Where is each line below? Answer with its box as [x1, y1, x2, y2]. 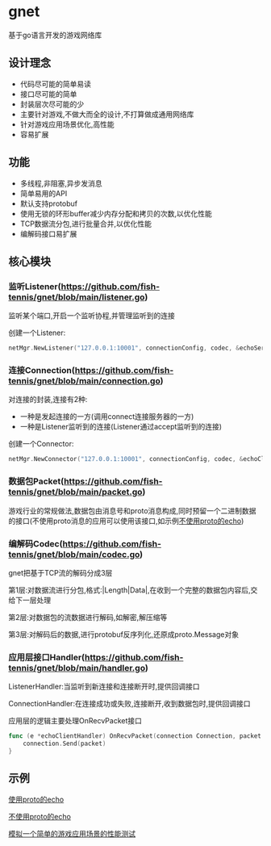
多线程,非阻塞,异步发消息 [19, 178, 102, 188]
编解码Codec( [8, 538, 63, 549]
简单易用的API [19, 188, 68, 198]
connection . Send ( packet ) [23, 739, 106, 748]
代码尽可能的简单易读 [19, 79, 91, 89]
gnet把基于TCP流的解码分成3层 [8, 567, 113, 577]
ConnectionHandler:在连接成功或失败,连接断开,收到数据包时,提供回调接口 [8, 699, 252, 709]
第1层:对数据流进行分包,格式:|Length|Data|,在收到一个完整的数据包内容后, [8, 584, 252, 595]
